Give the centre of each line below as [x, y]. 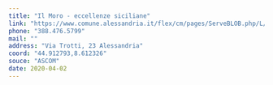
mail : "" [23, 38]
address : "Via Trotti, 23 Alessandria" [76, 46]
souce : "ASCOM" [34, 62]
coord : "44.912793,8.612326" [58, 53]
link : [17, 23]
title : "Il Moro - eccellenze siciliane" [80, 16]
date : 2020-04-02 [38, 69]
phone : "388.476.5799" [47, 31]
